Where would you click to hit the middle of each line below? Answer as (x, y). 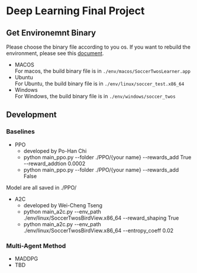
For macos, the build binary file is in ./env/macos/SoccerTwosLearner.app (103, 71)
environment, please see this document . (55, 53)
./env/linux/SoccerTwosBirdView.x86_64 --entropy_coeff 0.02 (98, 230)
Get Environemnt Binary (51, 33)
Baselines (21, 131)
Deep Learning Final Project (75, 11)
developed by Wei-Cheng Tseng (63, 205)
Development (32, 115)
